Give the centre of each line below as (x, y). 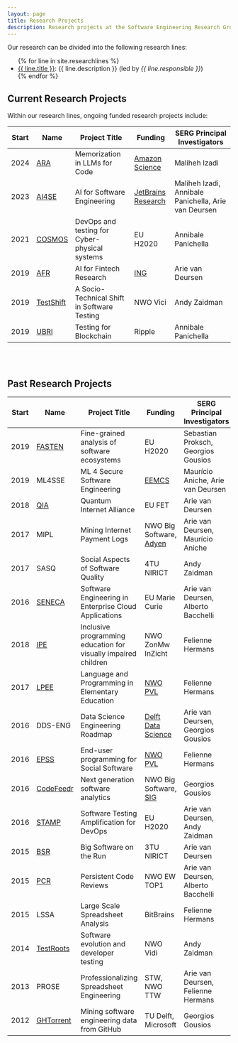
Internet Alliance (108, 510)
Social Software (107, 768)
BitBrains (160, 915)
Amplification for (108, 822)
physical (89, 248)
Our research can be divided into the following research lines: (97, 48)
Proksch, (198, 442)
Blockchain (93, 336)
